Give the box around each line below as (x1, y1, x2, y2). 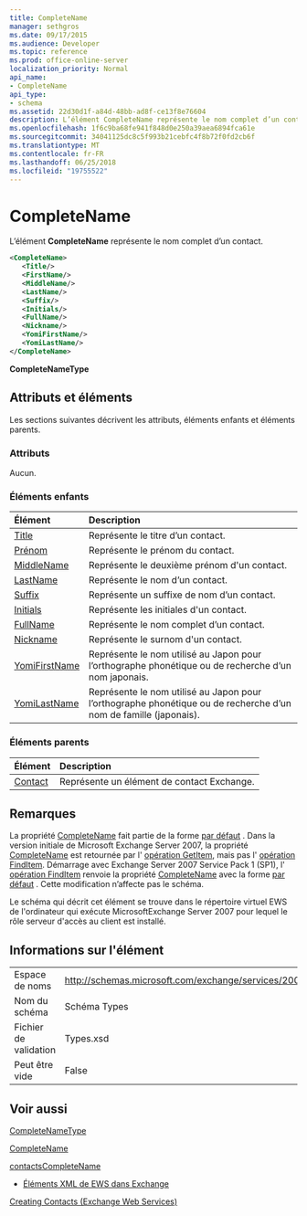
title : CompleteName (9, 13, 89, 23)
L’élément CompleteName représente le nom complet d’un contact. (9, 236, 263, 247)
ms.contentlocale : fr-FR (9, 149, 104, 158)
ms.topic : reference (9, 48, 89, 57)
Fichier (14, 1020, 44, 1033)
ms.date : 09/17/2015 (9, 30, 89, 39)
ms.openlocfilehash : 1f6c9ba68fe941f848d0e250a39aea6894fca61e (9, 124, 256, 133)
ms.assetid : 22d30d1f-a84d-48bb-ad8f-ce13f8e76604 (9, 107, 206, 116)
